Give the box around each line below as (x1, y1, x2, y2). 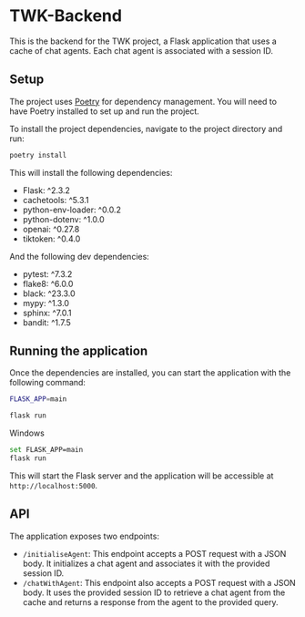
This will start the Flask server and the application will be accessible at (9, 470, 274, 481)
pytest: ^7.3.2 (22, 268, 73, 279)
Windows (9, 427, 46, 438)
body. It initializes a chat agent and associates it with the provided (22, 558, 270, 569)
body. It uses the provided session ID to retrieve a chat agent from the (22, 587, 286, 598)
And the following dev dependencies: (9, 251, 150, 262)
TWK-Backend (9, 5, 123, 26)
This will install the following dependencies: (9, 167, 173, 178)
